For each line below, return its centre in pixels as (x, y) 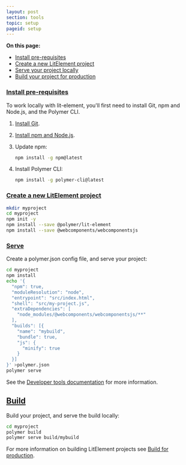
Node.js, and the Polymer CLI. (43, 111)
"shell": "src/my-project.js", (51, 303)
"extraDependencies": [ (41, 309)
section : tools (25, 17)
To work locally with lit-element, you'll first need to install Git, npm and (93, 105)
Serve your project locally (47, 70)
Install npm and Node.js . (45, 135)
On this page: (23, 46)
